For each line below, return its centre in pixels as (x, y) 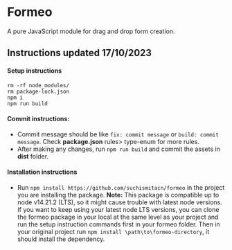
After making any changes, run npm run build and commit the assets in (118, 149)
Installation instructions (42, 172)
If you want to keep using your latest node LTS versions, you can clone (118, 209)
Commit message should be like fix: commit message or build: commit (118, 134)
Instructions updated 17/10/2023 (80, 53)
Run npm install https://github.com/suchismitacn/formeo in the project (121, 187)
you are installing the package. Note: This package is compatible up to (118, 195)
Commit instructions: (38, 119)
